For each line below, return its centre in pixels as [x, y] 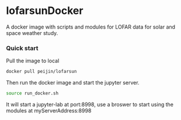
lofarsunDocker [45, 11]
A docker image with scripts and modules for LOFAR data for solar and [91, 27]
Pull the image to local [33, 61]
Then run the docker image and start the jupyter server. [73, 83]
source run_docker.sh [32, 93]
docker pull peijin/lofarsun [41, 72]
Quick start [22, 48]
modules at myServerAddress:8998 [49, 110]
